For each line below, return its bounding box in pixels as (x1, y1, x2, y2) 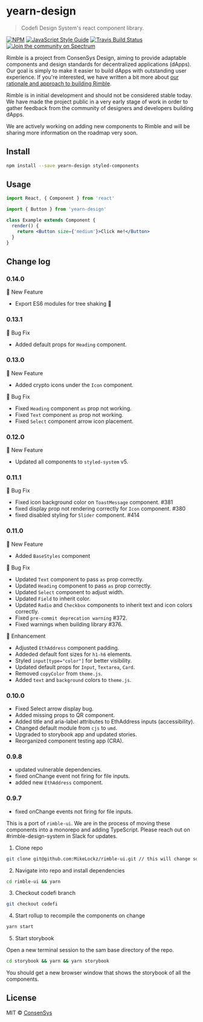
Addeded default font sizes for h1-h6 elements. (14, 650, 132, 658)
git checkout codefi (6, 901, 59, 907)
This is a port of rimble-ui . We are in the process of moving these (6, 819, 170, 827)
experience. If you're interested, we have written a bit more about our (6, 73, 179, 80)
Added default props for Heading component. (14, 341, 127, 348)
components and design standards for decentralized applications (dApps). (6, 61, 192, 68)
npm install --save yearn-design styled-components (6, 162, 139, 169)
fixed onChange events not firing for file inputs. (14, 808, 133, 815)
